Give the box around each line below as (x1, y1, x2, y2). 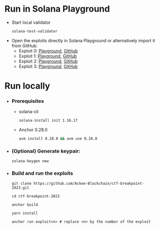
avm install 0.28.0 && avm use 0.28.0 (18, 136, 97, 141)
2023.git (11, 185, 30, 190)
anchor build (11, 202, 38, 207)
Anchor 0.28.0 (18, 127, 48, 133)
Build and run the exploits (11, 170, 73, 177)
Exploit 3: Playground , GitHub (18, 63, 78, 69)
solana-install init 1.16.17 (18, 118, 78, 123)
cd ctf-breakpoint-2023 (11, 194, 60, 198)
